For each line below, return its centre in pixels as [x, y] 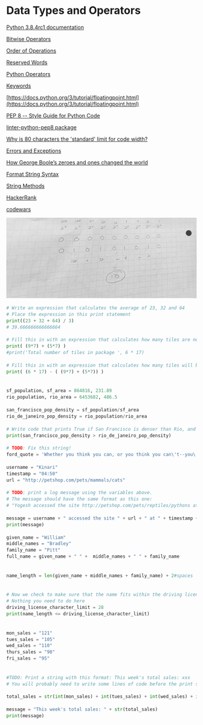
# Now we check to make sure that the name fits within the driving [94, 595]
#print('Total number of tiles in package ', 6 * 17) [76, 353]
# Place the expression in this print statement [69, 314]
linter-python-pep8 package [41, 127]
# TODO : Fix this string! [39, 448]
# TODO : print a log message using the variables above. [79, 493]
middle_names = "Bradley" [39, 544]
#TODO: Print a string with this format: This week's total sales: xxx [98, 677]
